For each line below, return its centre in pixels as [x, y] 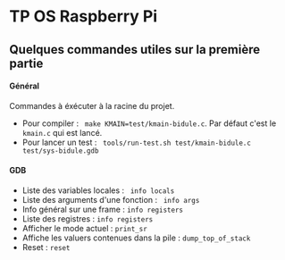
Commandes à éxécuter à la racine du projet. [92, 105]
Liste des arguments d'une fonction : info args [111, 199]
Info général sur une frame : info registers [102, 209]
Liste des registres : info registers [88, 218]
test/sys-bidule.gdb [60, 151]
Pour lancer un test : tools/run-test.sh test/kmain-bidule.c [137, 142]
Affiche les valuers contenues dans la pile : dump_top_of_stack [136, 238]
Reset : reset [46, 247]
